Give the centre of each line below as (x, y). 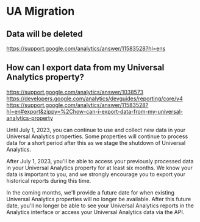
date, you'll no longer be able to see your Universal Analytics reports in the (100, 205)
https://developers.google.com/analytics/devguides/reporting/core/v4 (95, 98)
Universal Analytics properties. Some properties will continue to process (97, 136)
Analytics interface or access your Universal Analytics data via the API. (95, 212)
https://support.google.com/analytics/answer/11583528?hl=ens (86, 48)
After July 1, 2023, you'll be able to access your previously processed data (100, 161)
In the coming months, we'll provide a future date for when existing (91, 192)
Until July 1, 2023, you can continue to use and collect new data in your (96, 130)
